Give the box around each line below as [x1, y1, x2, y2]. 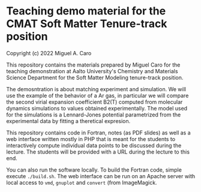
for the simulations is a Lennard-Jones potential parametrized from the [6, 111, 181, 118]
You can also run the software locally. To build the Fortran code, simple [6, 166, 182, 173]
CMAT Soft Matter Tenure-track [6, 17, 167, 31]
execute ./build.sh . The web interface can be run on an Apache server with [6, 172, 196, 179]
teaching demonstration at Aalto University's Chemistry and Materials [6, 67, 178, 74]
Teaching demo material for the [6, 4, 166, 18]
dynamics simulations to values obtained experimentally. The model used [6, 104, 188, 112]
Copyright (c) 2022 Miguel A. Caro [6, 49, 92, 56]
